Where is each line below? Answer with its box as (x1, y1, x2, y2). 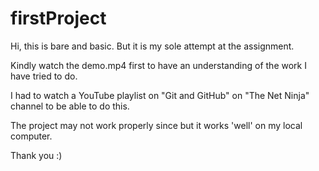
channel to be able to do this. (10, 100, 130, 112)
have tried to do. (10, 70, 78, 82)
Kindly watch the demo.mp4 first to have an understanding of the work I (10, 59, 307, 71)
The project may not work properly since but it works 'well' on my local (10, 119, 303, 131)
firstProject (10, 7, 107, 30)
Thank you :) (10, 149, 63, 161)
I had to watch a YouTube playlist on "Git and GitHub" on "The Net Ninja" (10, 89, 310, 101)
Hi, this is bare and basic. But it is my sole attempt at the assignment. (10, 40, 295, 52)
